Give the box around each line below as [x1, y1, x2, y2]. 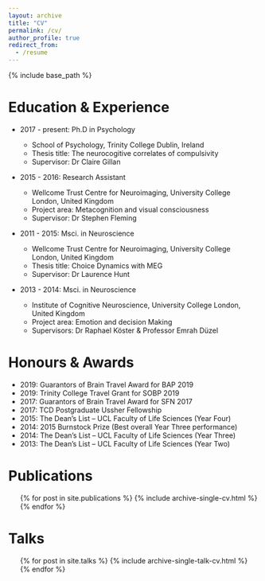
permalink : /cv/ [8, 26, 62, 34]
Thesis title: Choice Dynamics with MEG [31, 260, 163, 271]
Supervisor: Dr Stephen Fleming [31, 213, 137, 223]
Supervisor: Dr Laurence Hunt [31, 269, 130, 279]
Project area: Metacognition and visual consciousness [31, 205, 209, 214]
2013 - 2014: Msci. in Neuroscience [19, 284, 137, 294]
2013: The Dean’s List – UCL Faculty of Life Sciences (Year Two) [19, 439, 231, 448]
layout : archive [8, 11, 62, 20]
